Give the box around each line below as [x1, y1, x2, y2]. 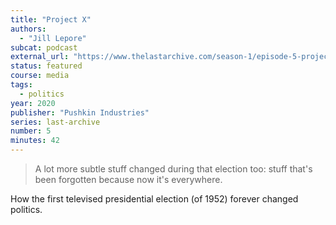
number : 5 [10, 126, 52, 136]
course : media [10, 71, 70, 81]
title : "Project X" [10, 14, 92, 25]
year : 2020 [10, 98, 56, 108]
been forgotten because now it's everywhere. [34, 174, 223, 185]
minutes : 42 [10, 136, 60, 146]
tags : [10, 80, 33, 90]
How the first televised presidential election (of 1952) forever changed [10, 193, 299, 205]
